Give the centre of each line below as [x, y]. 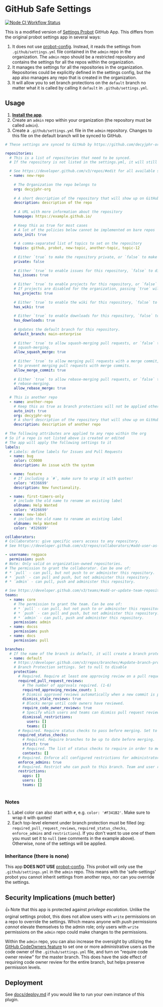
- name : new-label [28, 514]
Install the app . [27, 115]
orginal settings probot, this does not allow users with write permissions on [81, 916]
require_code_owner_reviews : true [57, 708]
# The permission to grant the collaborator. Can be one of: [68, 568]
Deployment [24, 982]
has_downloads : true [34, 320]
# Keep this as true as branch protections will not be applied [80, 406]
